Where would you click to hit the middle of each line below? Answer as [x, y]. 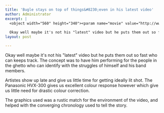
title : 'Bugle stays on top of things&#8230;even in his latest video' [79, 10]
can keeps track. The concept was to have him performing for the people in [81, 60]
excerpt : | [16, 19]
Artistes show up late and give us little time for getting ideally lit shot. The [79, 80]
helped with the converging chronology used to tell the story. [66, 105]
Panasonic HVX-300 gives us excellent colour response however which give [82, 85]
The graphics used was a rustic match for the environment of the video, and [82, 100]
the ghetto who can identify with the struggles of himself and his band [76, 65]
